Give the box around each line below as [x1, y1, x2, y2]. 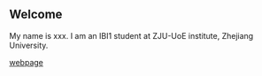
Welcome [9, 7, 63, 22]
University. [9, 40, 49, 50]
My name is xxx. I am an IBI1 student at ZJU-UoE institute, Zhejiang [9, 30, 254, 41]
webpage [9, 57, 44, 67]
